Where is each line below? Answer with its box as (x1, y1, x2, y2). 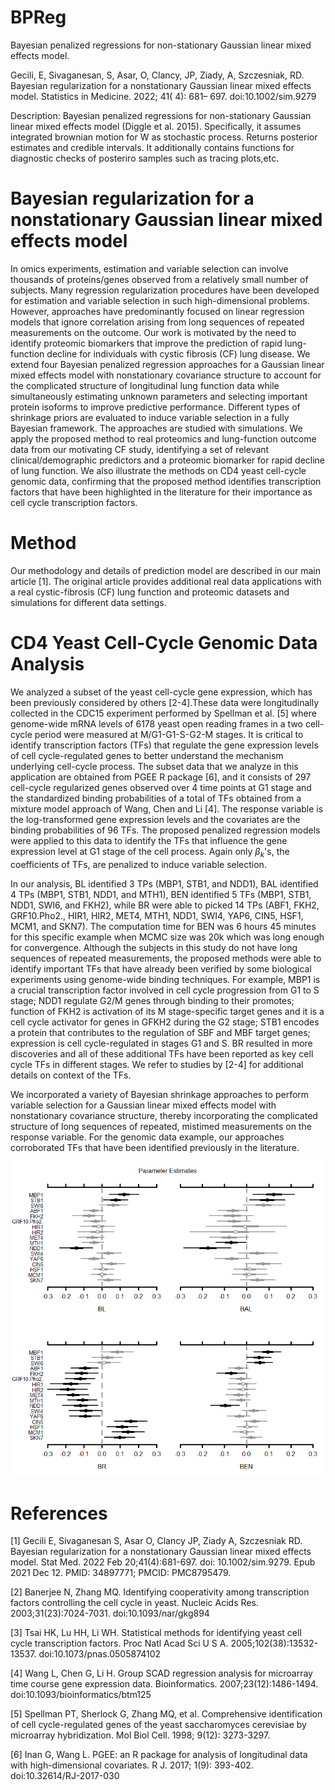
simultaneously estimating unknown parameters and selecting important (10, 390, 308, 402)
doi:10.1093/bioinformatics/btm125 (10, 1689, 152, 1701)
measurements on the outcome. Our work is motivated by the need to (10, 326, 297, 338)
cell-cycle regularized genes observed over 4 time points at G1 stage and (10, 781, 312, 793)
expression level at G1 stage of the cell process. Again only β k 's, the (10, 845, 290, 860)
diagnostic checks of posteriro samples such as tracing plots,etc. (10, 152, 280, 164)
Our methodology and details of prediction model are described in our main (10, 564, 321, 576)
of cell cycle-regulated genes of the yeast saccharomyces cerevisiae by (10, 1719, 307, 1731)
